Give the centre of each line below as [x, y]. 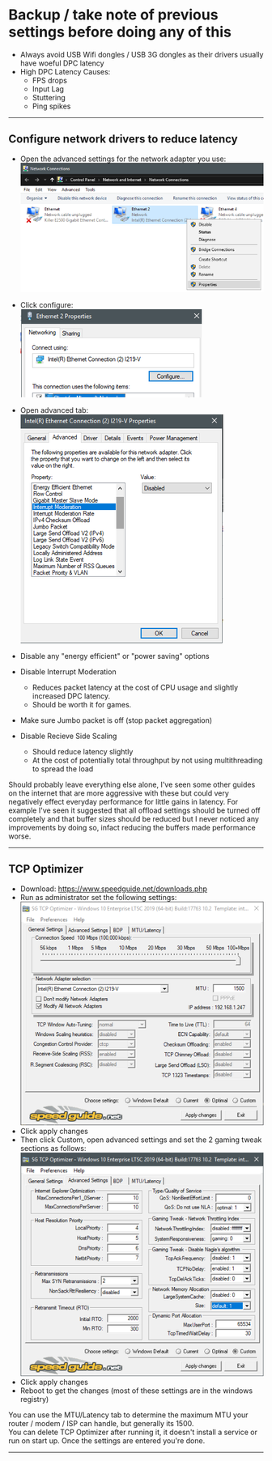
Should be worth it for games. [82, 705]
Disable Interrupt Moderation [68, 672]
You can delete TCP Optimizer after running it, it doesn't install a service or [133, 1432]
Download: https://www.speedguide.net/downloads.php [114, 889]
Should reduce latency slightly [83, 752]
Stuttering [49, 97]
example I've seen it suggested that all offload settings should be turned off [134, 810]
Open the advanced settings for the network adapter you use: [123, 159]
